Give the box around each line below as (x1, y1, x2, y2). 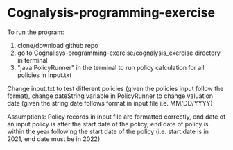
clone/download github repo (17, 41, 98, 49)
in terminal (17, 56, 48, 64)
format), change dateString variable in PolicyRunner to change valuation (7, 92, 214, 100)
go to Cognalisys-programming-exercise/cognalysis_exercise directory (17, 49, 221, 57)
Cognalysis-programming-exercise (7, 5, 216, 21)
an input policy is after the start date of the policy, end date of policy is (7, 119, 209, 128)
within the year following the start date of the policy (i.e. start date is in (7, 127, 209, 135)
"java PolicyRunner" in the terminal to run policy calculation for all (17, 63, 205, 72)
